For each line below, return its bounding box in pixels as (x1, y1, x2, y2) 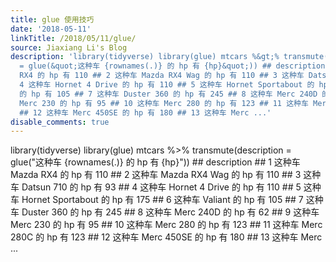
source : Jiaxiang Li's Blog (10, 42, 128, 53)
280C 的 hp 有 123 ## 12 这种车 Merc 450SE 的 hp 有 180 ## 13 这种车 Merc (10, 231, 323, 243)
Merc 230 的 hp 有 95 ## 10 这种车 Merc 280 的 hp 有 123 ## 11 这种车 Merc (10, 219, 323, 231)
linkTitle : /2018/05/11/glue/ (10, 33, 137, 43)
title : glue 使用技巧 (10, 14, 95, 25)
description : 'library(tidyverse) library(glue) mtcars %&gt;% (10, 52, 280, 62)
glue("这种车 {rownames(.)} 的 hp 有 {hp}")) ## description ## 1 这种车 (10, 156, 301, 168)
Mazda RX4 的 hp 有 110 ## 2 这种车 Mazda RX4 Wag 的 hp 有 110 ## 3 (10, 169, 302, 181)
